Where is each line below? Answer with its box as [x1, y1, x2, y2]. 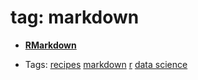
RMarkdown [24, 39, 77, 51]
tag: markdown [10, 6, 140, 29]
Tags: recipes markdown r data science [24, 58, 188, 70]
